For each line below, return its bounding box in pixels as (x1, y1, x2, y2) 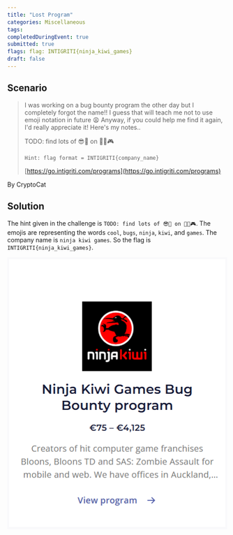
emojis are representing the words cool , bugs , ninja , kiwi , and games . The (7, 228, 218, 237)
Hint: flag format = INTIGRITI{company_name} (24, 154, 159, 161)
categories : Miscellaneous (7, 18, 86, 26)
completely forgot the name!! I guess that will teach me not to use (24, 108, 213, 117)
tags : (7, 26, 23, 33)
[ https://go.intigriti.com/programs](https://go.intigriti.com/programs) (24, 166, 221, 175)
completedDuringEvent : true (7, 34, 89, 41)
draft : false (7, 56, 45, 63)
